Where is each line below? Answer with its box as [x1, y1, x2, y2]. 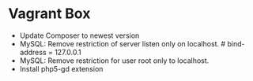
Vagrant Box [8, 5, 91, 23]
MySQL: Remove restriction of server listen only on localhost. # [19, 39, 226, 48]
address [19, 47, 47, 57]
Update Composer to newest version [19, 31, 140, 40]
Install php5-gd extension [19, 64, 104, 73]
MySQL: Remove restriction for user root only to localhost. [19, 56, 210, 65]
